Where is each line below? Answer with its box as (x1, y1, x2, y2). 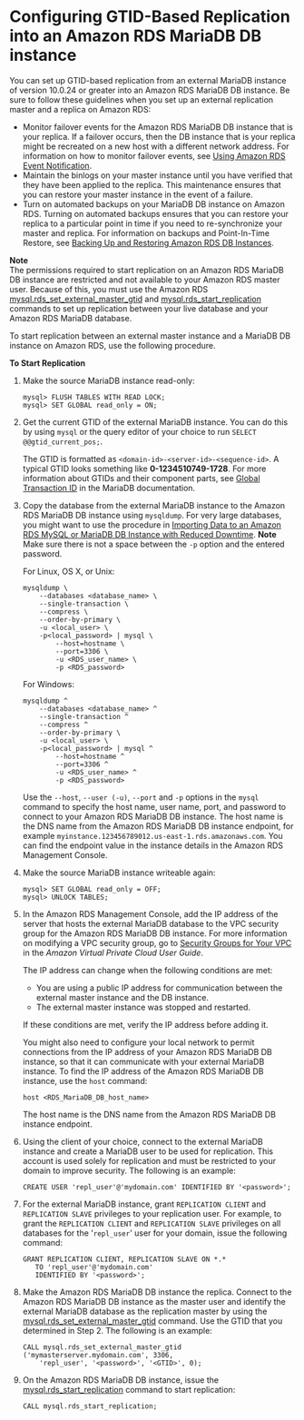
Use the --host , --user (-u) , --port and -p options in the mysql (22, 792, 260, 803)
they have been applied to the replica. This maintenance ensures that (22, 179, 281, 190)
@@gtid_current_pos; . (22, 436, 103, 447)
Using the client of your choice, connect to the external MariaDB (22, 1136, 263, 1147)
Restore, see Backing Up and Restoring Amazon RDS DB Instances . (22, 237, 275, 248)
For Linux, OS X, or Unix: (22, 566, 115, 577)
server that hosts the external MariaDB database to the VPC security (22, 918, 279, 929)
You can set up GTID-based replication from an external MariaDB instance (9, 74, 287, 85)
